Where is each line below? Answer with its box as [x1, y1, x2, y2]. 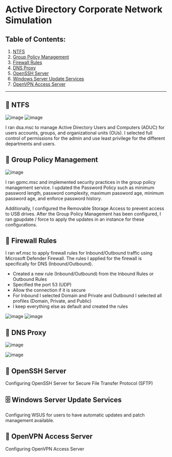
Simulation [5, 14, 52, 26]
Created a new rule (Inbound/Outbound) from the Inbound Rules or [12, 271, 154, 277]
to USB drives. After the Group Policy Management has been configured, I [5, 211, 161, 217]
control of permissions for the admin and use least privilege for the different [5, 135, 165, 141]
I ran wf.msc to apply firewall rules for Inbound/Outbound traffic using [5, 250, 153, 256]
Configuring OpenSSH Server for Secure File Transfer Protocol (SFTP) [5, 380, 154, 386]
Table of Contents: [5, 35, 66, 44]
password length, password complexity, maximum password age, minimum [5, 190, 164, 196]
